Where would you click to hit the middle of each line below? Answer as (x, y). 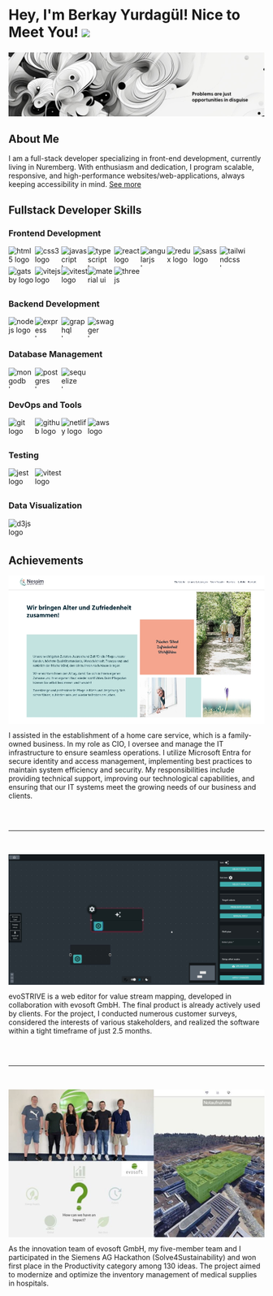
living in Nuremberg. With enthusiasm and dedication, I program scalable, (131, 167)
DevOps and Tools (45, 405)
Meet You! (43, 32)
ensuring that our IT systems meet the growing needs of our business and (132, 787)
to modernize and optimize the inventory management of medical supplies (133, 1275)
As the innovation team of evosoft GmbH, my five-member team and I (125, 1249)
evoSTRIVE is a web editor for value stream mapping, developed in (120, 996)
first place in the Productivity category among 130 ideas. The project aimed (134, 1266)
